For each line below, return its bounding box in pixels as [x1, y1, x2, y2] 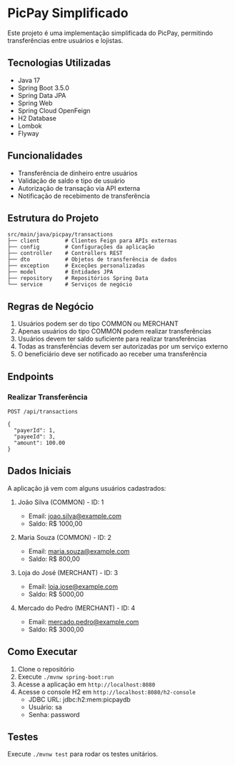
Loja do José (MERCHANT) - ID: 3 [17, 568, 119, 576]
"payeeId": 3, [14, 433, 56, 440]
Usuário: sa [28, 702, 62, 711]
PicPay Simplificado [7, 5, 129, 21]
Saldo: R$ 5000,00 [28, 589, 84, 598]
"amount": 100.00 [14, 439, 66, 446]
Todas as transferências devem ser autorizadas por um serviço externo [17, 342, 229, 351]
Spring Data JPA [17, 91, 66, 99]
